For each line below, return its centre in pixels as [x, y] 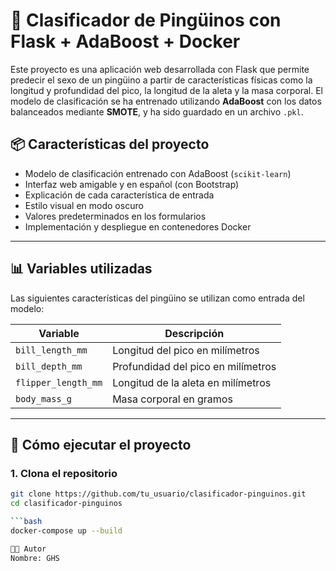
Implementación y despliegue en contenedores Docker [138, 226]
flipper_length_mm [59, 382]
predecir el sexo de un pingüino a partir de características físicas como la [161, 80]
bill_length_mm [51, 350]
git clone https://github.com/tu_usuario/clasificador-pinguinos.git [158, 494]
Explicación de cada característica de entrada [119, 195]
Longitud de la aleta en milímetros [192, 382]
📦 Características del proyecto [110, 144]
